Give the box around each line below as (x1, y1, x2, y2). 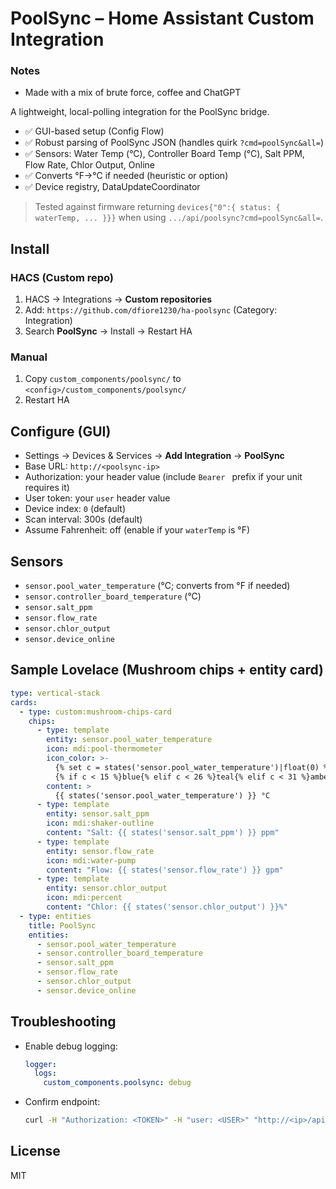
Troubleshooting (10, 1013, 117, 1031)
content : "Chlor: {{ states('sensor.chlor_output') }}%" (46, 902, 288, 912)
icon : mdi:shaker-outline (46, 818, 155, 829)
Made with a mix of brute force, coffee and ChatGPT (24, 87, 242, 99)
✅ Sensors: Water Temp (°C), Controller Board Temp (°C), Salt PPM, (24, 148, 305, 160)
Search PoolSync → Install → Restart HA (24, 325, 193, 337)
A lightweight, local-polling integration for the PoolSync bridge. (10, 106, 270, 118)
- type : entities (19, 911, 92, 921)
